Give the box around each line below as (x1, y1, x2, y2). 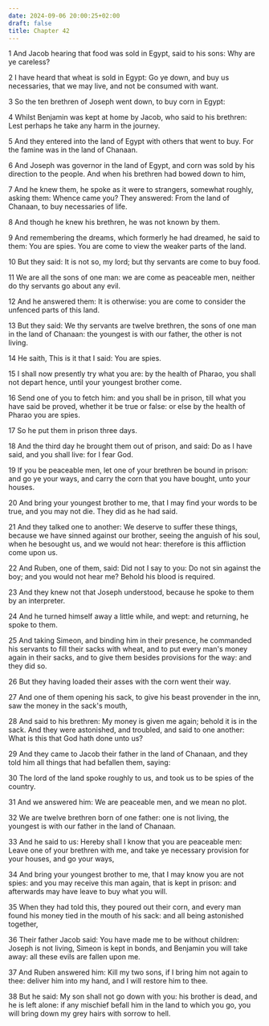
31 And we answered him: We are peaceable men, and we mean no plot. (8, 797, 247, 807)
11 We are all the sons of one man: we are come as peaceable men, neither (8, 272, 255, 282)
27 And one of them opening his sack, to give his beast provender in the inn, (8, 693, 261, 702)
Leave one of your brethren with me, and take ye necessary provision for (8, 845, 250, 856)
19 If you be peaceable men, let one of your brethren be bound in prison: (8, 465, 249, 475)
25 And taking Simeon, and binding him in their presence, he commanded (8, 636, 252, 645)
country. (8, 782, 36, 791)
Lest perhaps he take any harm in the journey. (8, 121, 161, 131)
